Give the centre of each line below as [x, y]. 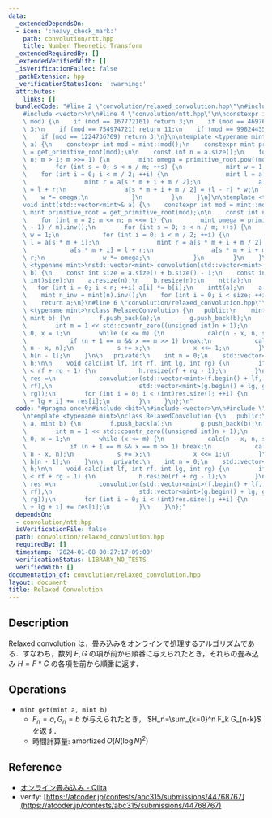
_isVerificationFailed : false [66, 69]
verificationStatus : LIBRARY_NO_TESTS [81, 560]
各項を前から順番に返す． [100, 664]
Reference [35, 767]
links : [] [40, 99]
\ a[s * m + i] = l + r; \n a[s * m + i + [141, 250]
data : [17, 16]
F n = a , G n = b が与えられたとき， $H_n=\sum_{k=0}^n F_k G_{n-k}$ [147, 720]
